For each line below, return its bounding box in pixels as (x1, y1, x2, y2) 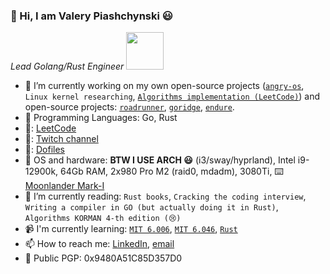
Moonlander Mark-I (24, 180, 105, 192)
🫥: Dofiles (24, 144, 65, 156)
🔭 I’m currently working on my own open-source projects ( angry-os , (24, 80, 305, 92)
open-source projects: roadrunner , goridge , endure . (24, 101, 235, 113)
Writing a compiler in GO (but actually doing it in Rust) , (24, 201, 279, 213)
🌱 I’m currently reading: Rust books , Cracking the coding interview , (24, 190, 307, 203)
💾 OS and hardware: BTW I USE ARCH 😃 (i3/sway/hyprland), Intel (24, 154, 296, 166)
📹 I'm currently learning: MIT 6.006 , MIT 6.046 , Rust (24, 223, 238, 235)
